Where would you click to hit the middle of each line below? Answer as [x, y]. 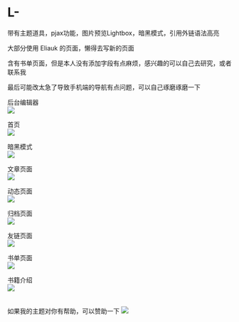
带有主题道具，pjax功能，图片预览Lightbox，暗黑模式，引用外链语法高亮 [113, 33]
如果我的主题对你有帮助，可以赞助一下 [63, 311]
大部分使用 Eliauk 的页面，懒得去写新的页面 [71, 48]
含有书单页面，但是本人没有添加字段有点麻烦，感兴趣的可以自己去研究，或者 [119, 63]
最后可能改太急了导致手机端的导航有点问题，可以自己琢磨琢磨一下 [104, 87]
